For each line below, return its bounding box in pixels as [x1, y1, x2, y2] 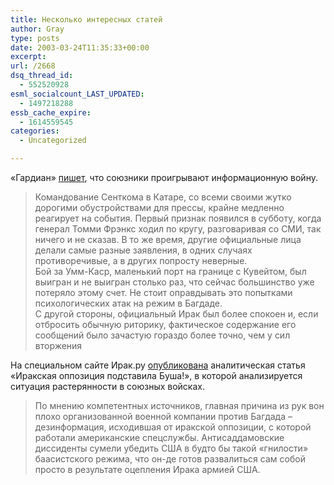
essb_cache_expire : [10, 107, 92, 118]
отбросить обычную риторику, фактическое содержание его [34, 319, 297, 330]
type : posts [10, 33, 60, 43]
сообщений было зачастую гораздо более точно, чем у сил [34, 329, 291, 341]
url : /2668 [10, 61, 56, 71]
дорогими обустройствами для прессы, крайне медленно [34, 202, 285, 213]
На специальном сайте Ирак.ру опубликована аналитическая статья [10, 359, 306, 371]
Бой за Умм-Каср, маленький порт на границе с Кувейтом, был [34, 266, 307, 277]
